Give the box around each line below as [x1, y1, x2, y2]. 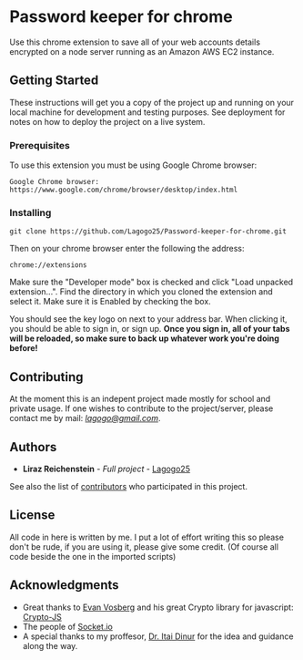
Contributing [9, 369, 84, 385]
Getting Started [9, 73, 99, 88]
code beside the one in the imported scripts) [9, 551, 177, 562]
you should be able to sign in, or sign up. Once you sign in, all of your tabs [9, 324, 290, 335]
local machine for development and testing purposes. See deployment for [9, 107, 286, 118]
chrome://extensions [9, 261, 88, 270]
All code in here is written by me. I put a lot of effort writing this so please [9, 531, 285, 542]
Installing [9, 206, 52, 219]
